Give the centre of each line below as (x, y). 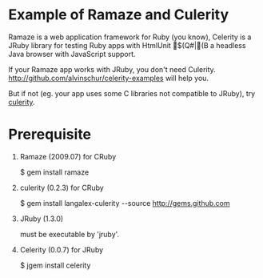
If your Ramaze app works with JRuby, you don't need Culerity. (112, 69)
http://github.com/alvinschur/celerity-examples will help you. (109, 78)
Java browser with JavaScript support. (72, 54)
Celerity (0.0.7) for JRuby (62, 249)
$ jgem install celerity (55, 265)
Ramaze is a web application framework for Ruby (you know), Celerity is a (130, 37)
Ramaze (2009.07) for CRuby (68, 156)
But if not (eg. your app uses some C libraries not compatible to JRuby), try (132, 93)
